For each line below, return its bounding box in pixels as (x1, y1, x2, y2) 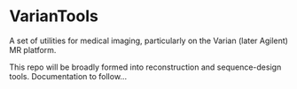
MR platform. (9, 44, 57, 55)
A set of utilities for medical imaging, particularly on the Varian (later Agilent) (9, 35, 288, 46)
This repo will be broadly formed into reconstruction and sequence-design (9, 62, 282, 72)
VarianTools (9, 6, 99, 26)
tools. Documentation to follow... (9, 70, 127, 81)
